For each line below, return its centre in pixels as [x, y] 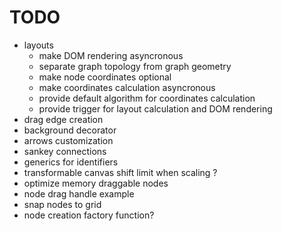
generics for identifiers [71, 162]
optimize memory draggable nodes [96, 183]
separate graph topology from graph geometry [135, 66]
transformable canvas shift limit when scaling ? [120, 172]
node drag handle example [79, 193]
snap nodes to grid [62, 204]
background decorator [70, 130]
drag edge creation [63, 119]
